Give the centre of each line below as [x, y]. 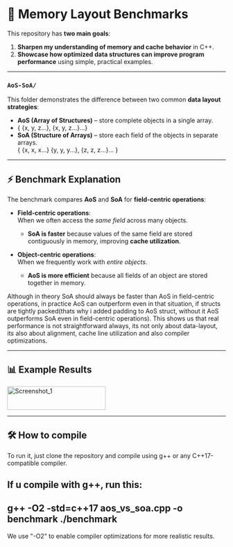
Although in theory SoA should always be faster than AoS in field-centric [111, 296]
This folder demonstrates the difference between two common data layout [114, 99]
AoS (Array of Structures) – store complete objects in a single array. [115, 120]
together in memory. [57, 283]
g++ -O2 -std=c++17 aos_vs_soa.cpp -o [95, 508]
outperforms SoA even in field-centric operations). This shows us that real [113, 318]
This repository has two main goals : [59, 33]
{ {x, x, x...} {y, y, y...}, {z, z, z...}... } [68, 150]
